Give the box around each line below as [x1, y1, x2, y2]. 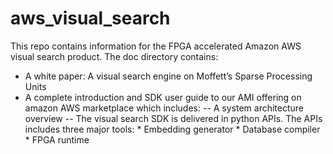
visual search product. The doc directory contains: [10, 50, 219, 62]
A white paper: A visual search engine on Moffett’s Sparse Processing [24, 70, 313, 82]
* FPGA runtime [24, 133, 90, 146]
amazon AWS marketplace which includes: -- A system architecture [24, 102, 305, 114]
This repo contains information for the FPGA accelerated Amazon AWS [10, 40, 302, 52]
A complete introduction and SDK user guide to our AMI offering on [24, 91, 302, 103]
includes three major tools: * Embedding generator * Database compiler [24, 123, 321, 135]
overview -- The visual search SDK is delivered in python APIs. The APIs [24, 112, 323, 124]
